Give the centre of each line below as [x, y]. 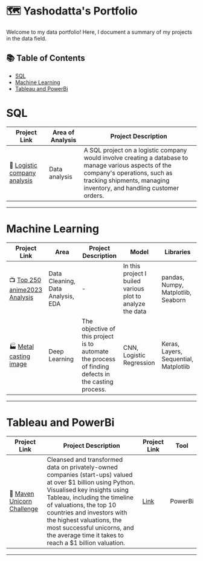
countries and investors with [87, 513]
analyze [134, 304]
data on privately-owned [82, 467]
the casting [97, 381]
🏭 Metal [22, 347]
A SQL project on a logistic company [135, 150]
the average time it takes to [85, 535]
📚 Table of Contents [46, 58]
